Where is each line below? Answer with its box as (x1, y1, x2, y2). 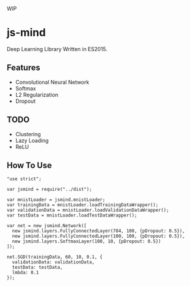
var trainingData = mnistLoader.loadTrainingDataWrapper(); (7, 202, 159, 208)
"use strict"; (7, 176, 42, 182)
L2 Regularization (15, 91, 59, 98)
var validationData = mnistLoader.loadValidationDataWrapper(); (7, 208, 169, 213)
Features (7, 62, 40, 73)
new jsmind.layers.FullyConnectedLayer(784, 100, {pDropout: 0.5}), (12, 228, 185, 234)
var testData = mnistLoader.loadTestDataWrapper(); (7, 212, 137, 219)
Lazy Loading (15, 137, 49, 144)
